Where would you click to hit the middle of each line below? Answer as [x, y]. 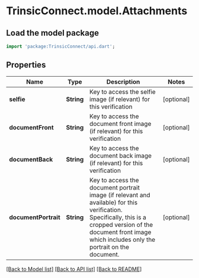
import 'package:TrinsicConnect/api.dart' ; [61, 46]
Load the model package [53, 33]
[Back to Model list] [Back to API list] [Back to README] [74, 269]
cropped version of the [121, 225]
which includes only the [123, 239]
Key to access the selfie [123, 91]
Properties [26, 65]
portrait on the [109, 247]
